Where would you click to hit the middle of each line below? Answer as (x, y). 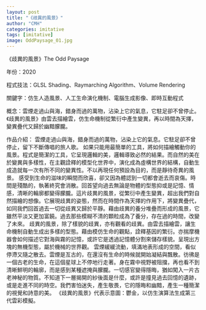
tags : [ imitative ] (30, 35)
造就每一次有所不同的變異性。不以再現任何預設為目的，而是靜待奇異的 (100, 170)
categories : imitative (35, 29)
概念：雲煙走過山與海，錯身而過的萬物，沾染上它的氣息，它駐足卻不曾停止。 (103, 111)
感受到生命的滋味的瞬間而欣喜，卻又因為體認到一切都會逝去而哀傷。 (104, 178)
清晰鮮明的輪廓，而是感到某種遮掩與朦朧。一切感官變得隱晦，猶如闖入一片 (100, 270)
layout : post (23, 12)
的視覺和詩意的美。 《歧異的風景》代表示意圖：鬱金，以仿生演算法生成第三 (101, 293)
